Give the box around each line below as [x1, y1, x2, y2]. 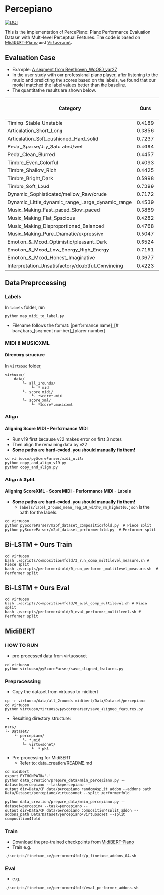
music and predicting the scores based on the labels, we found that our [12, 77, 156, 83]
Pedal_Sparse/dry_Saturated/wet [7, 143, 83, 150]
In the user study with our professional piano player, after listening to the [12, 72, 158, 78]
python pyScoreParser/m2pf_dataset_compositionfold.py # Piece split [5, 523, 152, 528]
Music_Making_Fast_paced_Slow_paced [7, 207, 100, 213]
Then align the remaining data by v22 [12, 441, 87, 447]
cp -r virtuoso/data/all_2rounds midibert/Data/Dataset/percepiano [5, 698, 145, 704]
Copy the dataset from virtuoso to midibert [12, 689, 99, 695]
